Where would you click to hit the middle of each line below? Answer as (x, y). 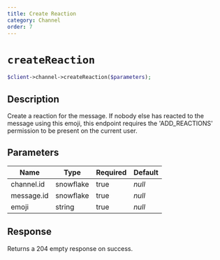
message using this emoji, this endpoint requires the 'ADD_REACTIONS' (110, 123)
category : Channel (34, 20)
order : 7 (20, 27)
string (65, 207)
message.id (30, 195)
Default (146, 172)
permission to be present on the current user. (72, 131)
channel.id (28, 184)
